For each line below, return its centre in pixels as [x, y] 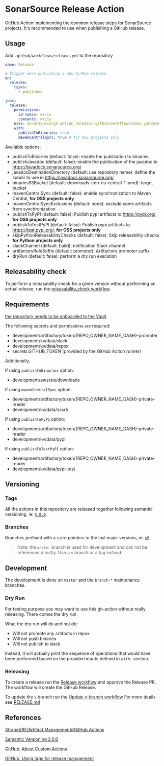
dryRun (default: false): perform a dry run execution [64, 256]
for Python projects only [37, 240]
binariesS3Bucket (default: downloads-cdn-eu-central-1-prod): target [82, 182]
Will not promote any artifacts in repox [51, 633]
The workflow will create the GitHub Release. [51, 687]
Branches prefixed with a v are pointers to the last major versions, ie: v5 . [78, 538]
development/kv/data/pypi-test [43, 469]
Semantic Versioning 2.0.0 [32, 739]
